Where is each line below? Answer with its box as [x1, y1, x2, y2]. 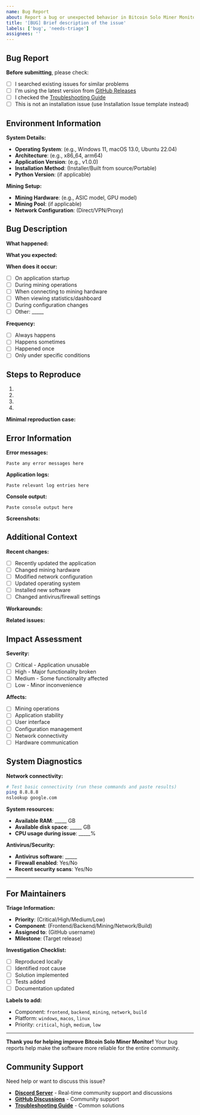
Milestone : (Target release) [14, 934, 82, 942]
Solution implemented [14, 971, 69, 978]
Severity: [6, 650, 30, 657]
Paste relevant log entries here [6, 482, 89, 489]
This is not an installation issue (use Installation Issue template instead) [14, 101, 189, 108]
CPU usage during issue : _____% [14, 830, 96, 837]
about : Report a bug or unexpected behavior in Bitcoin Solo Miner [6, 14, 177, 20]
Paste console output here [6, 504, 73, 510]
